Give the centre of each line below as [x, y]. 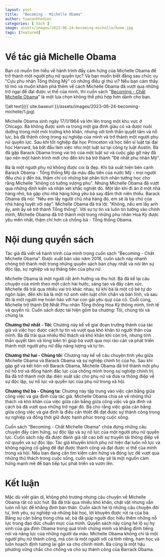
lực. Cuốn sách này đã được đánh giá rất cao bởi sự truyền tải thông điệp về [82, 437]
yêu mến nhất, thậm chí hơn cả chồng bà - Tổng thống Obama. [69, 219]
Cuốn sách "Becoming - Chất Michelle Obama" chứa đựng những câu [76, 426]
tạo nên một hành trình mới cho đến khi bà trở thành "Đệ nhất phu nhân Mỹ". [83, 158]
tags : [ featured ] [23, 33]
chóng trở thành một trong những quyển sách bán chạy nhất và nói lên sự [80, 264]
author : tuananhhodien [28, 19]
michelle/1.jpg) [20, 111]
